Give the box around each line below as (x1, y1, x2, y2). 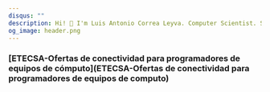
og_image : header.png (8, 26, 81, 34)
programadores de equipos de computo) (8, 73, 170, 84)
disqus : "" (8, 11, 45, 20)
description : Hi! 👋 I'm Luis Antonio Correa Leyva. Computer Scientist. (8, 19, 257, 27)
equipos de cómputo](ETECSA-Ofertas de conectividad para (8, 63, 250, 74)
